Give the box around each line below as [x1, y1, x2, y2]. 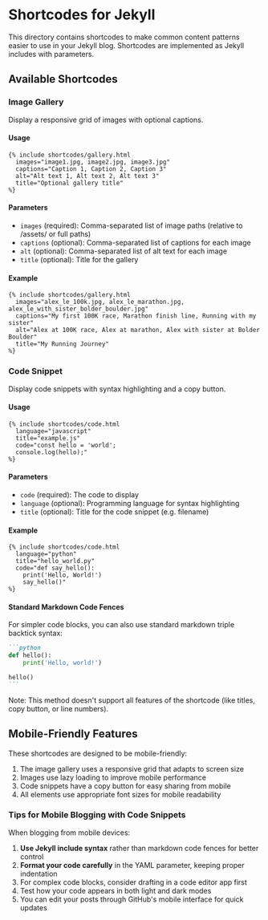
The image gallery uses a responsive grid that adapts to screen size [19, 764, 245, 773]
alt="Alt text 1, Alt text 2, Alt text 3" [15, 172, 160, 180]
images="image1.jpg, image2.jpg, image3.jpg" [15, 158, 171, 166]
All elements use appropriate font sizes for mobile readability [19, 789, 221, 799]
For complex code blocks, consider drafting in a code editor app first [19, 877, 247, 887]
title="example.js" [15, 434, 81, 442]
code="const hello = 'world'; [15, 441, 116, 449]
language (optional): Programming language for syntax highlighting [19, 498, 240, 508]
